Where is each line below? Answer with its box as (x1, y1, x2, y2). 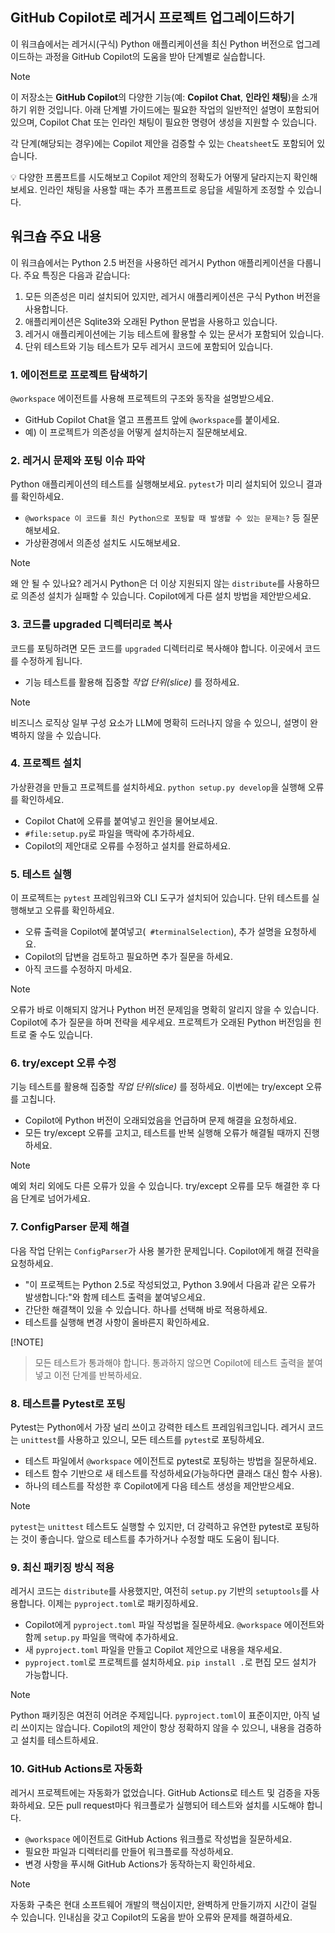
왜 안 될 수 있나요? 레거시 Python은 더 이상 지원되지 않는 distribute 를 (10, 578, 286, 590)
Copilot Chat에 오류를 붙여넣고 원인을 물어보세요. (24, 814, 218, 827)
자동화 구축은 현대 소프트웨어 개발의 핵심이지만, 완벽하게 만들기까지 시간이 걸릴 (10, 1898, 318, 1910)
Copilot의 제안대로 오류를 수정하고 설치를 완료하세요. (24, 839, 232, 852)
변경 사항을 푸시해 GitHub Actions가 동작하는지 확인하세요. (24, 1858, 256, 1870)
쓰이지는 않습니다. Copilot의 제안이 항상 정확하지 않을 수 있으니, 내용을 (20, 1722, 296, 1734)
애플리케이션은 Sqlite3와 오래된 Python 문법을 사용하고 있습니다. (24, 315, 278, 327)
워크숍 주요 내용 (10, 228, 102, 245)
